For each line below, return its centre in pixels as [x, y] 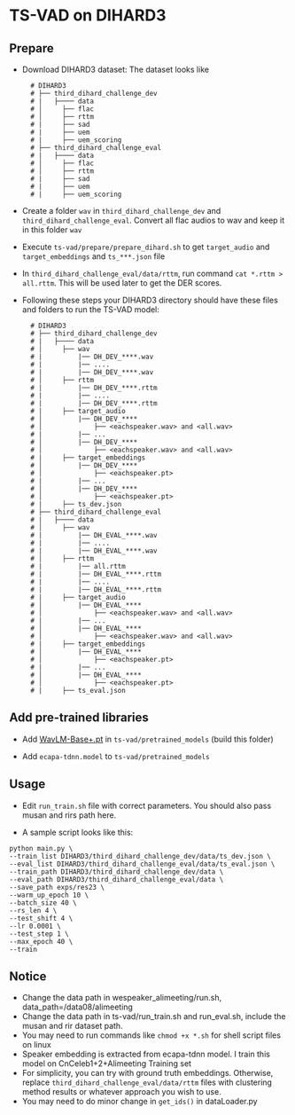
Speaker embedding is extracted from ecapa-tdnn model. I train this [146, 1054]
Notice [28, 977]
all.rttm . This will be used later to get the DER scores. [122, 283]
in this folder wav [52, 230]
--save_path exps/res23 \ [57, 887]
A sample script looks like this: [78, 832]
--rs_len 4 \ [33, 910]
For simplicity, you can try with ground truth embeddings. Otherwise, [147, 1073]
